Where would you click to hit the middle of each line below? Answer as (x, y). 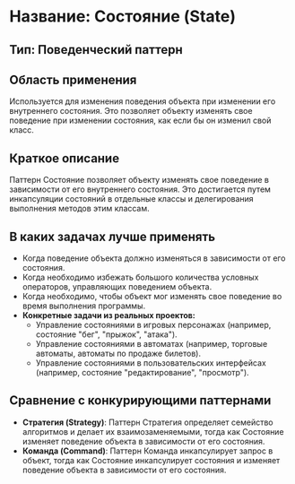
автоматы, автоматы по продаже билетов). (118, 354)
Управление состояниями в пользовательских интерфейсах (151, 363)
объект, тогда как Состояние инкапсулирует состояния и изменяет (151, 460)
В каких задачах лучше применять (113, 236)
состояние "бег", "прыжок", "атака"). (106, 334)
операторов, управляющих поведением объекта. (117, 287)
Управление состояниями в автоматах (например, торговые (152, 344)
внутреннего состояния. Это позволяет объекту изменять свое (131, 111)
